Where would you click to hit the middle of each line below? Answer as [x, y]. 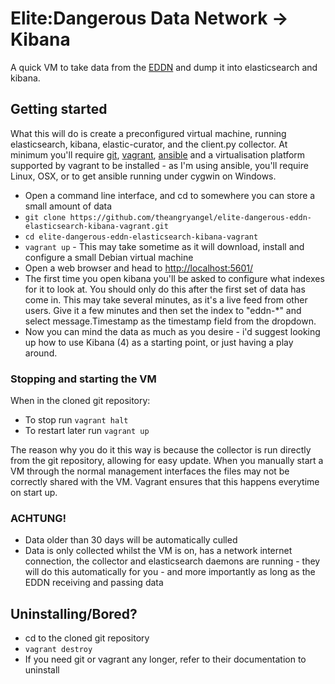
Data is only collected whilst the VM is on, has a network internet [158, 551]
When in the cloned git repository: [80, 401]
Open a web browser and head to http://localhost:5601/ [139, 268]
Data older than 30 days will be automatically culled [131, 540]
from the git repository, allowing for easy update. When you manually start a [167, 461]
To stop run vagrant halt [76, 420]
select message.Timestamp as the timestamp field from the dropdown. [170, 321]
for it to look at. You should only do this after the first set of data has [165, 289]
